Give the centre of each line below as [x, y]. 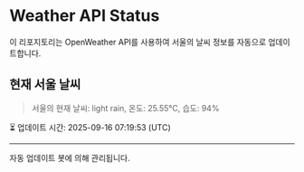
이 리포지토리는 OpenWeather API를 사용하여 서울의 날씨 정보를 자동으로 [138, 42]
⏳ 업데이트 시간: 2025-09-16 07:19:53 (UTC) [90, 127]
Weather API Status [85, 16]
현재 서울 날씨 [45, 85]
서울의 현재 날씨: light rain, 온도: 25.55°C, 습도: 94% [125, 108]
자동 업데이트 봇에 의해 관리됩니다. [70, 158]
